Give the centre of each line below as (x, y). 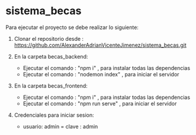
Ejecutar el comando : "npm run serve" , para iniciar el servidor (100, 103)
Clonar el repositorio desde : (49, 38)
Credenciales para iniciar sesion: (54, 115)
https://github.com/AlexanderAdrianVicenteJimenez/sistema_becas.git (100, 45)
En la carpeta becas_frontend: (51, 86)
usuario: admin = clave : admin (60, 126)
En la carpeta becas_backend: (51, 56)
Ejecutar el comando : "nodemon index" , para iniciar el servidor (101, 74)
